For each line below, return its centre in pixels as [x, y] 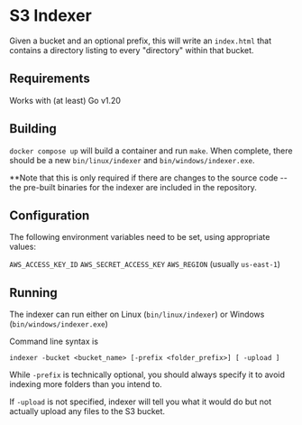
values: [23, 247]
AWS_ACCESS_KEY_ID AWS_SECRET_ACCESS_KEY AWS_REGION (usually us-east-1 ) [145, 264]
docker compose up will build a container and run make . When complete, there [151, 151]
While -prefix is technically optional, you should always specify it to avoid [147, 374]
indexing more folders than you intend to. [86, 384]
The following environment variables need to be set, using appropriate [140, 237]
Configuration [50, 215]
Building [33, 129]
